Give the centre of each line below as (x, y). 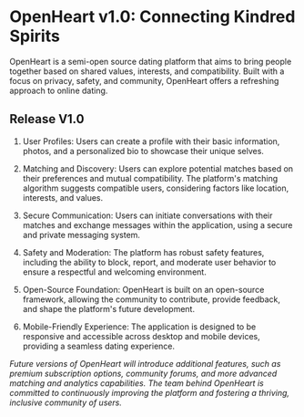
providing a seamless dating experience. (99, 346)
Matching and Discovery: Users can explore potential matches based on (158, 168)
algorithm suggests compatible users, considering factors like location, (156, 188)
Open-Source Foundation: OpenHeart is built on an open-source (143, 289)
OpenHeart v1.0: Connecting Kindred (152, 17)
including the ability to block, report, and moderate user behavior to (149, 262)
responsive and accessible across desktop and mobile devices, (142, 336)
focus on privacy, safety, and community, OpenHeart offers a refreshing (144, 80)
